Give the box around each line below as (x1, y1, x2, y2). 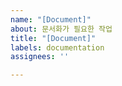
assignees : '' (10, 52, 70, 62)
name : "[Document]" (10, 14, 92, 25)
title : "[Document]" (10, 33, 97, 43)
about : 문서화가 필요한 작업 (10, 24, 113, 34)
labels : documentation (10, 42, 105, 53)
